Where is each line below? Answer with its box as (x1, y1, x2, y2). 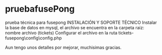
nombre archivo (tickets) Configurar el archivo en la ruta (5, 30, 118, 36)
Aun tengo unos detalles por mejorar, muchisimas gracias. (5, 44, 122, 50)
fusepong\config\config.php (5, 35, 62, 41)
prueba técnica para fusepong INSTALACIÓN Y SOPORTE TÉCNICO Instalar (5, 19, 157, 25)
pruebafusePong (5, 3, 75, 15)
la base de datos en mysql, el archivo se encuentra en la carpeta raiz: (5, 24, 144, 30)
